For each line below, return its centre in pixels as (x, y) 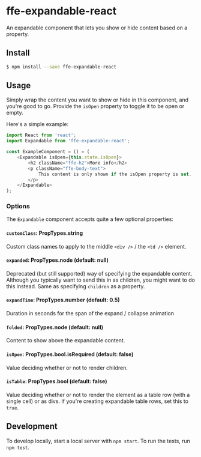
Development (32, 427)
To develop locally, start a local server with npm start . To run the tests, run (98, 441)
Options (18, 207)
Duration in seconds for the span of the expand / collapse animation (90, 313)
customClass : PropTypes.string (45, 233)
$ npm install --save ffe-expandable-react (61, 67)
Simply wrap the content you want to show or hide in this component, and (97, 100)
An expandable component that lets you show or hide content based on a (97, 28)
